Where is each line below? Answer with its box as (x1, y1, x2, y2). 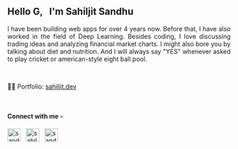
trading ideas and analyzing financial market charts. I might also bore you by (7, 39, 231, 48)
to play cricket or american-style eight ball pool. (7, 55, 147, 63)
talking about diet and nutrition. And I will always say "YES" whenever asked (7, 47, 231, 55)
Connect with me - (7, 112, 64, 121)
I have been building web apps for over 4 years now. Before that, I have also (7, 24, 231, 33)
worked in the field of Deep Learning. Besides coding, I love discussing (7, 32, 231, 40)
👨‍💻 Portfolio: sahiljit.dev (7, 82, 76, 91)
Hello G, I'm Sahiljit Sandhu (7, 6, 134, 18)
